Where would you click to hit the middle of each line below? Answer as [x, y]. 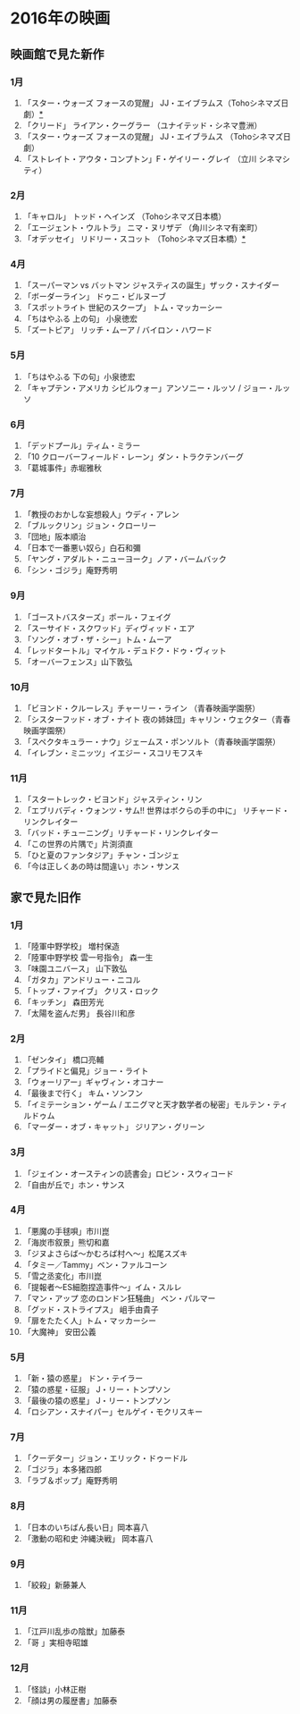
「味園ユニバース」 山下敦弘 [75, 968]
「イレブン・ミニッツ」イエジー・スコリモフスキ [113, 753]
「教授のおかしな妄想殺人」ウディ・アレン [101, 514]
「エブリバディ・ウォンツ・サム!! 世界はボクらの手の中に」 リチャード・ [156, 811]
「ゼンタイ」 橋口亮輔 [63, 1060]
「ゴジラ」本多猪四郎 [62, 1469]
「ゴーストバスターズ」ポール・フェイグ [97, 617]
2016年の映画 [60, 18]
